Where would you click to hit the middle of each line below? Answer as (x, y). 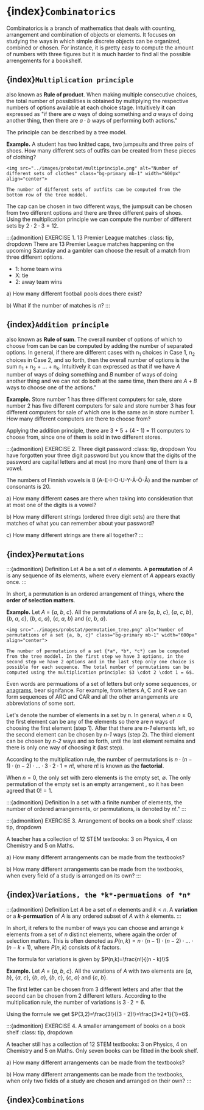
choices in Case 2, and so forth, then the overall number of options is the (98, 360)
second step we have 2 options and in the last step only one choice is (100, 661)
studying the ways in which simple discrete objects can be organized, (94, 41)
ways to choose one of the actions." (51, 387)
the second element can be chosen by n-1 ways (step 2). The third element (100, 734)
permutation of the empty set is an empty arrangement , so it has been (95, 784)
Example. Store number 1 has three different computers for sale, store (94, 399)
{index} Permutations (45, 554)
